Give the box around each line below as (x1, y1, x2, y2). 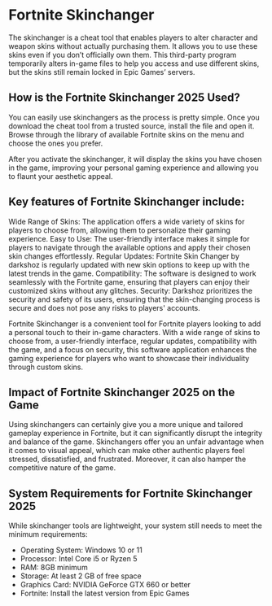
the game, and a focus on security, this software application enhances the (8, 344, 257, 355)
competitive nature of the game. (8, 463, 116, 473)
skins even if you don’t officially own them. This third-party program (8, 50, 237, 59)
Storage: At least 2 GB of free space (20, 571, 142, 581)
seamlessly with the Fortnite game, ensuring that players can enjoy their (8, 277, 250, 286)
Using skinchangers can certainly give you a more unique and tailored (8, 420, 243, 429)
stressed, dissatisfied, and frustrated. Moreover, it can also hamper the (8, 454, 247, 464)
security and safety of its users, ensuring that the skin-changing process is (8, 294, 261, 304)
